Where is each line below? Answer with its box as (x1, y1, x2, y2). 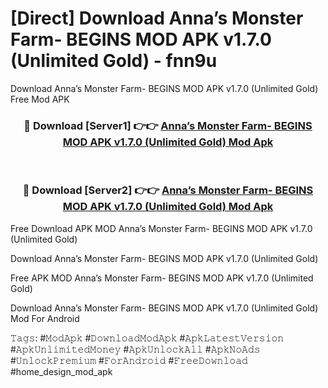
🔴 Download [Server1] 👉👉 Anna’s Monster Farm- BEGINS (23, 118, 313, 132)
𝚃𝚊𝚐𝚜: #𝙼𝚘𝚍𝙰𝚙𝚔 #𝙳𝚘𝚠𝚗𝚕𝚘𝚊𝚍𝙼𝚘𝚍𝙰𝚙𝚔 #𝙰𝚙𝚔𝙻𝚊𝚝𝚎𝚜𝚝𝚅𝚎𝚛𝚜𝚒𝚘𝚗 (10, 332, 285, 344)
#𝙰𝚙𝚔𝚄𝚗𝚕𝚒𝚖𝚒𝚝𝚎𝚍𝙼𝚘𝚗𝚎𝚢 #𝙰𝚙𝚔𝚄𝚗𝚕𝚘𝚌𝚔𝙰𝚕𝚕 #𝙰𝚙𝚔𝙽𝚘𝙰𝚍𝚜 (10, 343, 261, 355)
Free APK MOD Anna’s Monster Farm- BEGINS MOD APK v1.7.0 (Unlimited (10, 272, 314, 284)
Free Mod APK (10, 93, 70, 105)
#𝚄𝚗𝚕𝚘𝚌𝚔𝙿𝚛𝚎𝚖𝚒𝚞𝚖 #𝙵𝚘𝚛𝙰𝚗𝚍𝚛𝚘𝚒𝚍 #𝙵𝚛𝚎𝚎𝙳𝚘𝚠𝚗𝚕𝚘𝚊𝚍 (10, 354, 248, 366)
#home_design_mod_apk (10, 365, 113, 377)
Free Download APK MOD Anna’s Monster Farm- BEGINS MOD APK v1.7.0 (10, 222, 313, 234)
